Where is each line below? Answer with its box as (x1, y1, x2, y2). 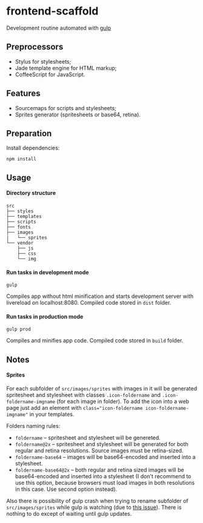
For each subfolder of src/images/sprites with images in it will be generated (6, 384, 198, 392)
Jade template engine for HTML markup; (15, 64, 117, 71)
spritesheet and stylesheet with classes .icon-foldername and (6, 391, 161, 398)
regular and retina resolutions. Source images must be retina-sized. (15, 447, 184, 454)
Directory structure (6, 189, 56, 197)
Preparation (6, 128, 52, 139)
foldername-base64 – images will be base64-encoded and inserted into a (15, 453, 196, 461)
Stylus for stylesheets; (15, 58, 72, 65)
